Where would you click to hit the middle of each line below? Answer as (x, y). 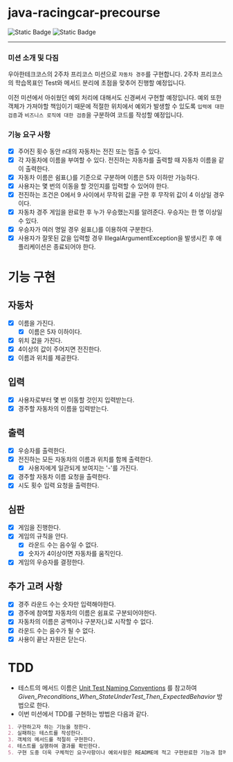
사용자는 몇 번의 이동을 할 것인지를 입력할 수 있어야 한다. (93, 186)
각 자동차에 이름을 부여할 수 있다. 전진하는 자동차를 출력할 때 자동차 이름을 (117, 160)
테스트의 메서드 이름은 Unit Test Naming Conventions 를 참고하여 (107, 688)
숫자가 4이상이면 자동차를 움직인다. (75, 554)
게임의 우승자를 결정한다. (51, 562)
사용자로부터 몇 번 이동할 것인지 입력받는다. (76, 400)
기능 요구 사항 (29, 135)
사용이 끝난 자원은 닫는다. (52, 639)
